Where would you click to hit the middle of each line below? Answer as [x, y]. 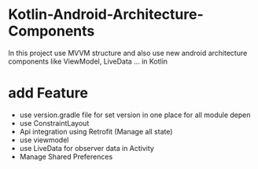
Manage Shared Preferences [66, 156]
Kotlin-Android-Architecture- [106, 15]
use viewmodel [44, 140]
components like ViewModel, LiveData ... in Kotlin [88, 61]
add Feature [48, 93]
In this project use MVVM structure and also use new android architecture [128, 53]
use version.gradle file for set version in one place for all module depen [135, 115]
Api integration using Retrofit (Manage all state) [96, 131]
